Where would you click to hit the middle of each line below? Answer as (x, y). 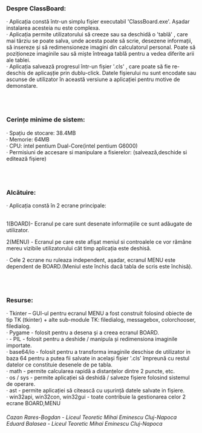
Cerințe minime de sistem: (46, 120)
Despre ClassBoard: (36, 8)
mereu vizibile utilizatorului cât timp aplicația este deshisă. (79, 248)
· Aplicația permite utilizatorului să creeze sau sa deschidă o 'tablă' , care (97, 34)
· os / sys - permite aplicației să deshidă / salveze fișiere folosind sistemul (98, 378)
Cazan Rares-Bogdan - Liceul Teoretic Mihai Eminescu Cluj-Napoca (92, 417)
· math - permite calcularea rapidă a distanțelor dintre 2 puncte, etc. (91, 371)
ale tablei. (18, 60)
